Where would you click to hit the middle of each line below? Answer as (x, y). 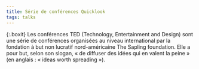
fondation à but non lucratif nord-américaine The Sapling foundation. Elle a (98, 47)
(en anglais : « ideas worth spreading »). (56, 59)
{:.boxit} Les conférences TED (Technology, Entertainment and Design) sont (99, 34)
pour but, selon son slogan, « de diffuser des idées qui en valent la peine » (98, 53)
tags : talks (21, 17)
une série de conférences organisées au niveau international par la (88, 40)
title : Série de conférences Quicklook (56, 12)
